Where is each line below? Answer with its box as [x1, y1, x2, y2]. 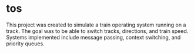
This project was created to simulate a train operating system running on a [6, 21, 186, 28]
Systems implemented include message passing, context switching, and [6, 34, 181, 41]
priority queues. [6, 40, 45, 47]
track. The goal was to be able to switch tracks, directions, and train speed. [6, 27, 189, 34]
